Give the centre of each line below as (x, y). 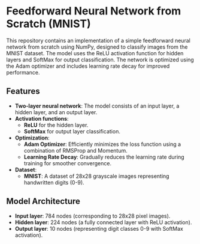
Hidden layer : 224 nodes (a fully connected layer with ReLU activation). (103, 222)
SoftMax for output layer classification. (72, 131)
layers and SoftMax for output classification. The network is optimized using (100, 59)
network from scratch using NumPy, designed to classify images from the (97, 47)
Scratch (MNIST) (49, 24)
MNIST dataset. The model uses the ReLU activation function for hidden (95, 53)
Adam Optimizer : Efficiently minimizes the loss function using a (102, 144)
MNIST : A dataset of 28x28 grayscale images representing (96, 176)
